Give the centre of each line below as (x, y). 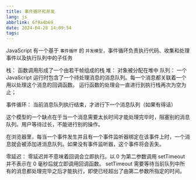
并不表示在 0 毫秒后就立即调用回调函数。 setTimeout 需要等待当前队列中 (93, 164)
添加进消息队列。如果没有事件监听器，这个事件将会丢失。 (95, 144)
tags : (13, 33)
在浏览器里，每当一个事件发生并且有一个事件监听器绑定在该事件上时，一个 (95, 137)
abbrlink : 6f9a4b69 (30, 22)
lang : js (17, 17)
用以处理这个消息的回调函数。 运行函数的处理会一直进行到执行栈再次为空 (94, 85)
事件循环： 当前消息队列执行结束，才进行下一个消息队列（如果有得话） (91, 105)
